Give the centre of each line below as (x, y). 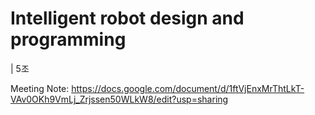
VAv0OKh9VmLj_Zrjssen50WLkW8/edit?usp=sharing (119, 99)
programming (68, 39)
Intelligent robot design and (127, 18)
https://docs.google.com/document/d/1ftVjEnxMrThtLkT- (188, 88)
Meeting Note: (40, 88)
